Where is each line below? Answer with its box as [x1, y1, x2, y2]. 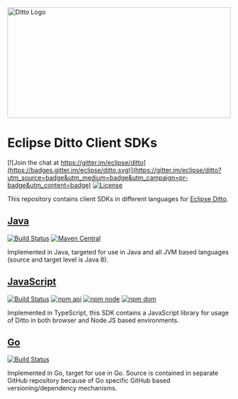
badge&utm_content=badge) [7, 181, 91, 189]
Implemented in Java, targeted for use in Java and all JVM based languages [7, 247, 229, 256]
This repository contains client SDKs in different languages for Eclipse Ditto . [7, 194, 229, 203]
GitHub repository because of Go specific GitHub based [7, 376, 171, 385]
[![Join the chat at [7, 158, 59, 167]
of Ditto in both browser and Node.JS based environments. [7, 315, 179, 325]
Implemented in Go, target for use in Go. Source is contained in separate [7, 369, 219, 378]
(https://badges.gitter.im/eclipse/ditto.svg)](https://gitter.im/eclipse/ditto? [7, 166, 222, 174]
